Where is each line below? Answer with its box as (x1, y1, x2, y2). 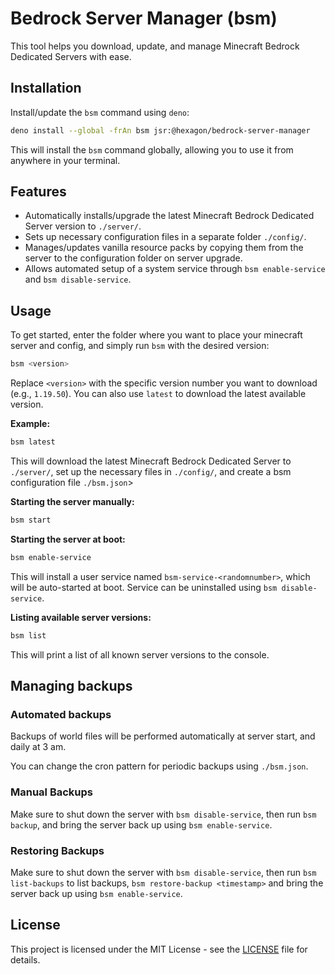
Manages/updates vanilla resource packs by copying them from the (24, 242, 304, 254)
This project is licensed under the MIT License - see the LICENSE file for (10, 943, 308, 955)
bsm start (10, 515, 52, 525)
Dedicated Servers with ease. (10, 50, 132, 62)
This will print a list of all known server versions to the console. (10, 648, 270, 661)
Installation (10, 80, 82, 97)
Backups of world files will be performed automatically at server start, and (10, 730, 316, 742)
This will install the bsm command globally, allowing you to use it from (10, 143, 294, 156)
